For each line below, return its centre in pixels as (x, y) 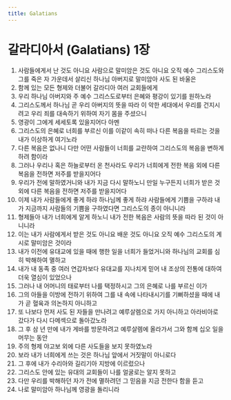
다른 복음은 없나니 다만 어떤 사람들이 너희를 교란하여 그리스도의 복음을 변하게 (121, 148)
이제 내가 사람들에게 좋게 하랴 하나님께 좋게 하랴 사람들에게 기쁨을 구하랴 (115, 199)
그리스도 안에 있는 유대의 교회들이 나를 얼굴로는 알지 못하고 (97, 372)
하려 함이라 (33, 157)
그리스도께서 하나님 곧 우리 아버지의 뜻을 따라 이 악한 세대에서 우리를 (110, 105)
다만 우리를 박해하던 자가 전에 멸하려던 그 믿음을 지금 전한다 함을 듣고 (111, 381)
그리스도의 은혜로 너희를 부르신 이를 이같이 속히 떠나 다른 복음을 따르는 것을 (119, 130)
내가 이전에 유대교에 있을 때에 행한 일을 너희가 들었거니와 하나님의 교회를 (115, 251)
